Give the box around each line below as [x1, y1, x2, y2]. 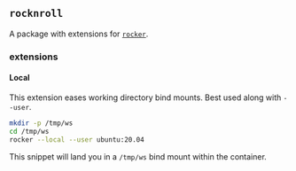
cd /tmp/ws [9, 127, 50, 136]
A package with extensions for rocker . [9, 28, 149, 39]
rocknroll [9, 7, 64, 20]
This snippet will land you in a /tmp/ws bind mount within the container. [9, 151, 268, 162]
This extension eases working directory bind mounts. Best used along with [9, 92, 282, 103]
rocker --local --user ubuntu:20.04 [9, 135, 144, 144]
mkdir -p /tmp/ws [9, 119, 74, 128]
